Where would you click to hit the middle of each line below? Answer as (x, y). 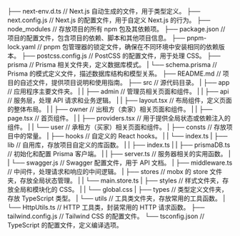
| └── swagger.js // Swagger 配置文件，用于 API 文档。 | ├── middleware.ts (120, 163)
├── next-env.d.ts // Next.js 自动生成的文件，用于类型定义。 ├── (104, 11)
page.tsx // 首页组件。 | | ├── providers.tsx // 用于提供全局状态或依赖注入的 (119, 118)
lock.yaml (21, 47)
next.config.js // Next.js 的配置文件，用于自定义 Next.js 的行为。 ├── (109, 20)
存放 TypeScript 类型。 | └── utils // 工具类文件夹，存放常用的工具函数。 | (116, 198)
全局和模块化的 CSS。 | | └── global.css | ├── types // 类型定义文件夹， (121, 189)
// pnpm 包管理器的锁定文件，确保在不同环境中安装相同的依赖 (128, 47)
